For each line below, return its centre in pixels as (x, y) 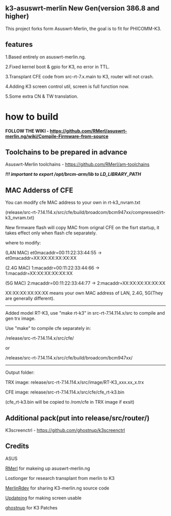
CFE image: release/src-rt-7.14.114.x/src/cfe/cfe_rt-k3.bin (65, 392)
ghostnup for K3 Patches (31, 507)
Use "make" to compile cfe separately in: (48, 328)
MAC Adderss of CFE (39, 190)
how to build (32, 117)
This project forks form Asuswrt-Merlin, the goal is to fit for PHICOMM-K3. (83, 28)
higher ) (17, 17)
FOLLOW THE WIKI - (27, 131)
